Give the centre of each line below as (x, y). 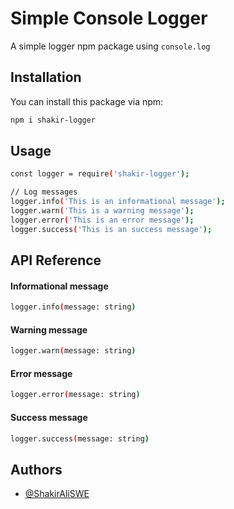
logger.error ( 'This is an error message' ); (102, 220)
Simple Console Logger (109, 18)
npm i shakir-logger (53, 120)
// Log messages (44, 192)
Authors (36, 469)
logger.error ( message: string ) (75, 395)
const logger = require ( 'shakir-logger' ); (100, 174)
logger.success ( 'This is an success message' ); (111, 229)
